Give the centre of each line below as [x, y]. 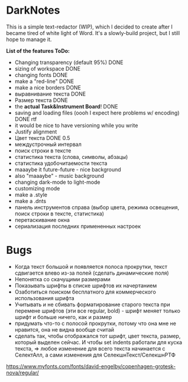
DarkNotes [33, 10]
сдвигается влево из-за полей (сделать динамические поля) [92, 273]
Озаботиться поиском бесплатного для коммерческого [85, 292]
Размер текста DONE [41, 100]
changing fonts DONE [41, 75]
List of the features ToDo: [38, 50]
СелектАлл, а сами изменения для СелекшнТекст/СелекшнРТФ [95, 355]
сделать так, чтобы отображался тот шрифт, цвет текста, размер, [98, 336]
